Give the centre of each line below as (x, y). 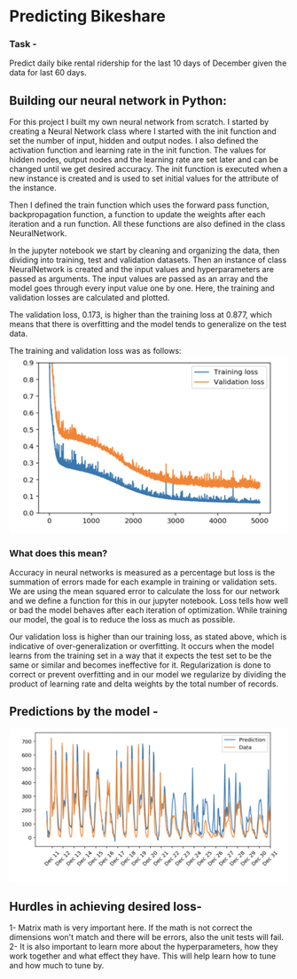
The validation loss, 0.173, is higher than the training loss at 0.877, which (141, 315)
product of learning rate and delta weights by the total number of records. (144, 684)
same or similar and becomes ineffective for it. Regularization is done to (140, 665)
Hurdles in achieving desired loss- (106, 906)
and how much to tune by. (57, 966)
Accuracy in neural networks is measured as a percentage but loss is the (142, 572)
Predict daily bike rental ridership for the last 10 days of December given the (148, 63)
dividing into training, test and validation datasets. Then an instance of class (148, 260)
